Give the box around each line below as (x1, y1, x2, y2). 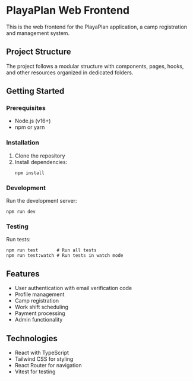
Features (6, 269, 40, 279)
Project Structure (6, 47, 71, 57)
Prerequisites (6, 104, 46, 112)
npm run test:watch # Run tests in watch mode (6, 253, 124, 259)
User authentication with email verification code (14, 285, 132, 292)
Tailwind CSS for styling (14, 355, 74, 363)
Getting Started (6, 86, 65, 96)
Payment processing (14, 310, 65, 317)
